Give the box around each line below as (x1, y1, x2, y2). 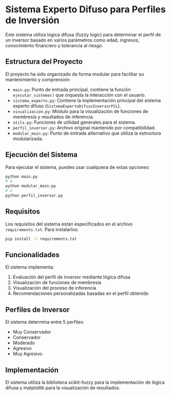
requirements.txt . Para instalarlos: (5, 226, 79, 232)
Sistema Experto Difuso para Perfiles (5, 4, 166, 15)
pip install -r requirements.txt (5, 236, 77, 241)
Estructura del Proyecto (5, 58, 83, 66)
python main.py (5, 174, 38, 179)
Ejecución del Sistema (5, 150, 78, 159)
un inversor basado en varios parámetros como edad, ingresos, (5, 37, 140, 43)
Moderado (12, 340, 35, 346)
